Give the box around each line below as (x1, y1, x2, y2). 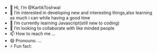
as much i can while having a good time (9, 15, 90, 20)
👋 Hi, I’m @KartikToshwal (9, 5, 61, 10)
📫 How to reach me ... (9, 31, 56, 36)
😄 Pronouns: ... (9, 38, 42, 43)
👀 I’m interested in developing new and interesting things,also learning (9, 10, 153, 16)
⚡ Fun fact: (9, 43, 32, 49)
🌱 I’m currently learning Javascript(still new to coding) (9, 20, 120, 26)
